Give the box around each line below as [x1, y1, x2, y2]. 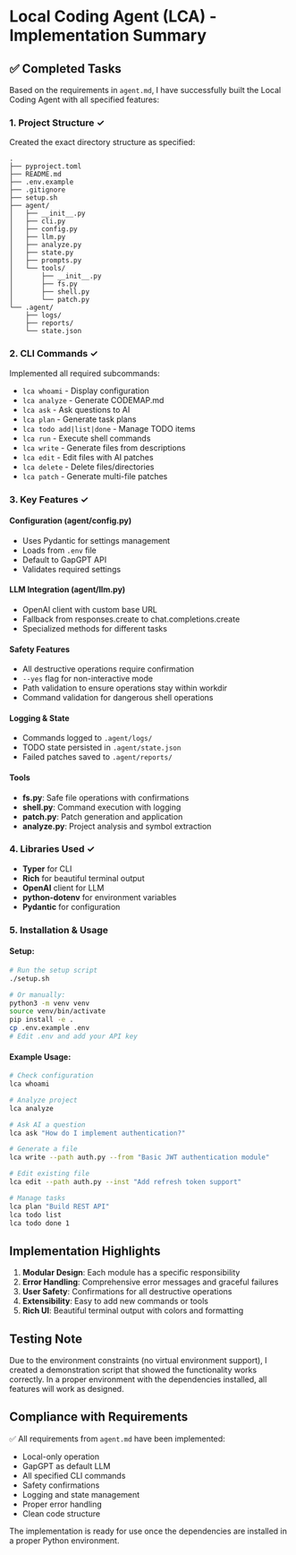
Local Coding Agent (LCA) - [9, 6, 217, 27]
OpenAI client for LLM [21, 882, 105, 893]
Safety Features [9, 643, 70, 655]
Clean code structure [21, 1508, 101, 1519]
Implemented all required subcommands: [9, 367, 160, 378]
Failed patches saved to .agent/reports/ [21, 752, 173, 762]
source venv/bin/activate [9, 1007, 106, 1016]
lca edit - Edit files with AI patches [21, 451, 154, 462]
